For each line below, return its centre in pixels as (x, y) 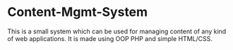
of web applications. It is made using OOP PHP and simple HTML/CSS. (110, 38)
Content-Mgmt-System (78, 12)
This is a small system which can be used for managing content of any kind (117, 31)
